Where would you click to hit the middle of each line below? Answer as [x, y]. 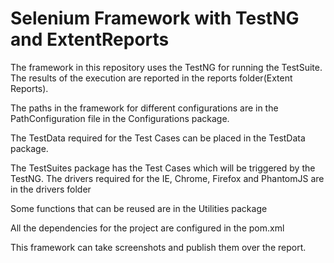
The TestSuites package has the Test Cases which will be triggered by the [163, 168]
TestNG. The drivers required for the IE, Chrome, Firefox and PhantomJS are [167, 178]
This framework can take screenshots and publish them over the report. [158, 247]
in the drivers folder [51, 189]
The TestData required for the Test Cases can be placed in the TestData [158, 138]
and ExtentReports [90, 39]
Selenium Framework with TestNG [155, 18]
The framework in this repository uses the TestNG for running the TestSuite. [166, 67]
